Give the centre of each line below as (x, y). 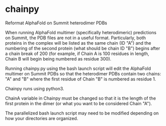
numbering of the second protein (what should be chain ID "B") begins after (83, 48)
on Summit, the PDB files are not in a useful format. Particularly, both (76, 38)
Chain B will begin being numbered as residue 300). (58, 59)
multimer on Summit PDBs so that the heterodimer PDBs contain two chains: (83, 73)
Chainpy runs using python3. (35, 88)
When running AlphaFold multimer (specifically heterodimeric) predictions (81, 32)
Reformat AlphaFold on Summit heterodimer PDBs (56, 23)
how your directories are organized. (42, 118)
